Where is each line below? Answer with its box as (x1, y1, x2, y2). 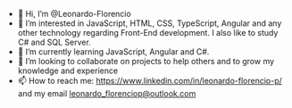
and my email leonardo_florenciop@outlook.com (17, 88, 196, 98)
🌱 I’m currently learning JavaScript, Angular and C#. (17, 46, 210, 57)
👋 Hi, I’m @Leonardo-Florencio (17, 9, 131, 19)
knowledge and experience (17, 65, 119, 76)
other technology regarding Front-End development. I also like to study (17, 28, 279, 37)
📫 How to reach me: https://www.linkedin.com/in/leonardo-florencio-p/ (17, 76, 283, 86)
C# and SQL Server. (17, 37, 91, 47)
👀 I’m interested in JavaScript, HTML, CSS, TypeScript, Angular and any (17, 18, 282, 29)
